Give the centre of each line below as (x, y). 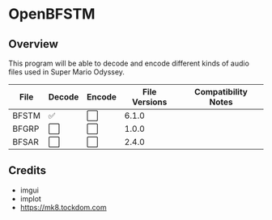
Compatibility (221, 92)
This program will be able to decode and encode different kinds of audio (129, 63)
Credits (28, 171)
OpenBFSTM (52, 14)
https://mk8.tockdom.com (63, 207)
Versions (150, 102)
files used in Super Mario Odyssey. (67, 72)
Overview (34, 44)
